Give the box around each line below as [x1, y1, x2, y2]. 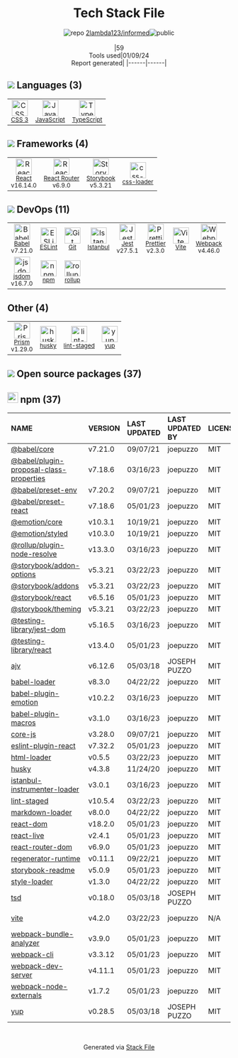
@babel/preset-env [11, 485, 77, 495]
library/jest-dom [11, 625, 66, 635]
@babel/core [11, 444, 55, 454]
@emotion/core [11, 517, 63, 527]
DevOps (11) [16, 203, 70, 215]
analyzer [11, 938, 40, 948]
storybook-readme [11, 865, 75, 875]
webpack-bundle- [11, 929, 74, 939]
